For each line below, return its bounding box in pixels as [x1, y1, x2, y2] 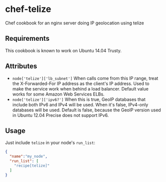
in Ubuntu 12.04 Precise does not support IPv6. [12, 112, 109, 118]
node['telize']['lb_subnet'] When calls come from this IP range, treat [12, 75, 159, 81]
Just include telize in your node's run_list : [5, 140, 96, 146]
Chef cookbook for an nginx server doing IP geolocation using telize [5, 20, 145, 26]
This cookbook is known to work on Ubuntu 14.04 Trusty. [5, 47, 122, 53]
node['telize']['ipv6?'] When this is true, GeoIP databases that [12, 96, 146, 102]
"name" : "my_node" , [9, 154, 48, 159]
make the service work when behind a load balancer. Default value [12, 86, 149, 91]
